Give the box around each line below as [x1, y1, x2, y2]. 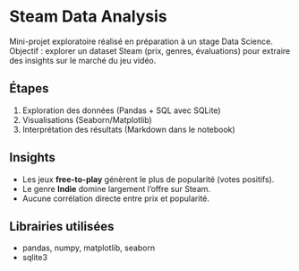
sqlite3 [21, 252, 47, 263]
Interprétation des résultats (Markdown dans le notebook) [21, 124, 235, 135]
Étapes [9, 81, 49, 96]
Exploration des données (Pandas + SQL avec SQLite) [21, 105, 221, 116]
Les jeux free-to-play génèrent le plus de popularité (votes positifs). [21, 173, 275, 185]
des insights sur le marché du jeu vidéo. [9, 55, 157, 66]
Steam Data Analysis [9, 6, 167, 27]
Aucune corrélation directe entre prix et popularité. [21, 193, 210, 204]
